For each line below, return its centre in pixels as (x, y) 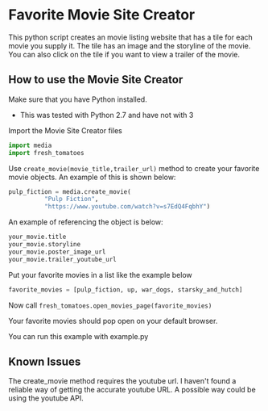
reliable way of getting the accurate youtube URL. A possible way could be (132, 390)
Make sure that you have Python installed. (78, 99)
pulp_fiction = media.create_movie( (70, 191)
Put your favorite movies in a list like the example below (100, 275)
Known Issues (45, 361)
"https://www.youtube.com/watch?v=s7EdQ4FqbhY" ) (127, 207)
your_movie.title (37, 237)
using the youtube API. (46, 398)
